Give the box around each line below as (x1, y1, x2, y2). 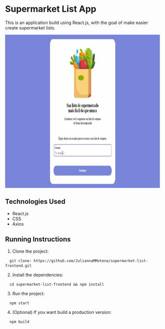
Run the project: (12, 290, 45, 296)
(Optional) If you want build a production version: (12, 309, 112, 315)
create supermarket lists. (5, 25, 55, 30)
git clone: (9, 258, 32, 263)
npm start (9, 301, 29, 305)
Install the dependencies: (12, 272, 64, 278)
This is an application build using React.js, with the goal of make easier (5, 20, 148, 25)
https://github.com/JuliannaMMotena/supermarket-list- (33, 258, 148, 263)
